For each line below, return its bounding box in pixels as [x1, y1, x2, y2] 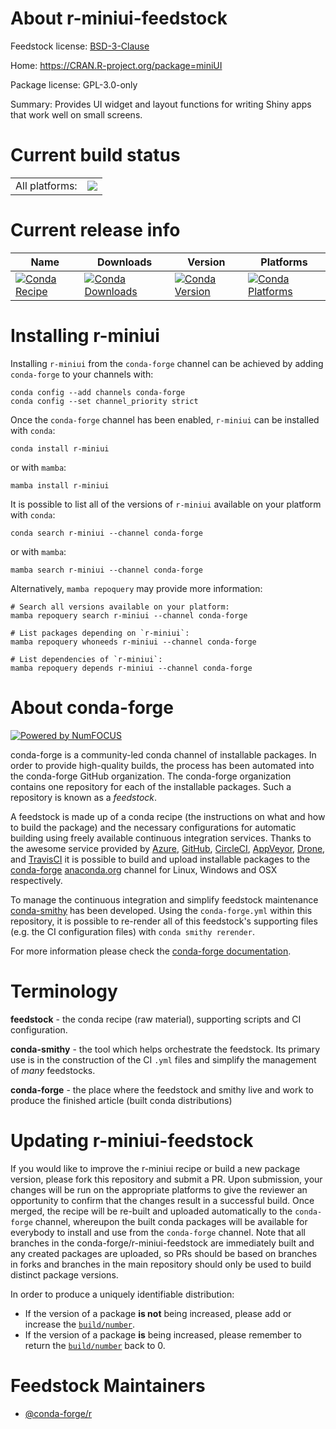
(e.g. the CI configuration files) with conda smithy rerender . [10, 925, 255, 937]
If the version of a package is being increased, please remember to [24, 1328, 302, 1341]
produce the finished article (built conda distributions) [10, 1094, 233, 1106]
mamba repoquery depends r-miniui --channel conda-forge [10, 663, 253, 673]
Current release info [10, 219, 181, 242]
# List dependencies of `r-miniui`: [10, 654, 163, 664]
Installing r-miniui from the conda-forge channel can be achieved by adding [10, 357, 324, 369]
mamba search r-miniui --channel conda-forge [10, 565, 203, 575]
